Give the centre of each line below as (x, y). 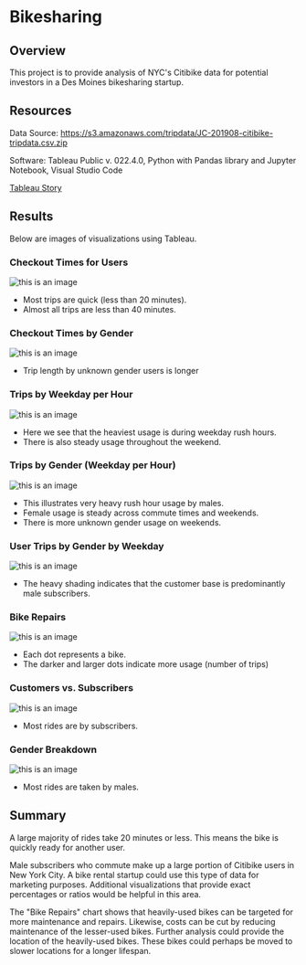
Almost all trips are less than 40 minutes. (99, 309)
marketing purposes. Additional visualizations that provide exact (130, 885)
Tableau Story (36, 187)
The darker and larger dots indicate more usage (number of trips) (146, 664)
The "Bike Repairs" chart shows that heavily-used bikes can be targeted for (152, 912)
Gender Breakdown (53, 749)
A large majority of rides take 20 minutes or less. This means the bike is (144, 837)
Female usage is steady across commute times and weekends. (141, 513)
